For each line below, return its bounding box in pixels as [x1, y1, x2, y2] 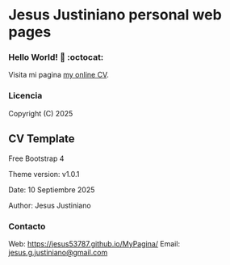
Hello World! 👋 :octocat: [8, 52, 104, 63]
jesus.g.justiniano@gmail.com [8, 247, 108, 257]
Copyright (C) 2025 [8, 108, 73, 118]
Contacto [8, 221, 46, 232]
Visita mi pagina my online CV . [8, 70, 109, 80]
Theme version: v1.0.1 [8, 169, 80, 179]
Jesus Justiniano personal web [8, 6, 222, 24]
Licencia [8, 90, 43, 102]
